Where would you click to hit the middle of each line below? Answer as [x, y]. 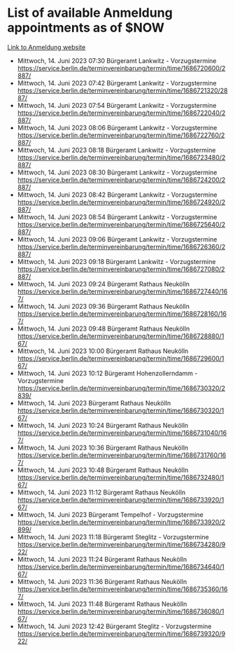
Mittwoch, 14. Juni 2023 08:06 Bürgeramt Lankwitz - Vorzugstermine [117, 127]
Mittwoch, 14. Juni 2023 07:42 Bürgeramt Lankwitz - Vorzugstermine [117, 83]
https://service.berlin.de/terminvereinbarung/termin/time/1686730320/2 [121, 388]
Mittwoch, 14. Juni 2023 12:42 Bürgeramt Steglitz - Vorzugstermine [114, 626]
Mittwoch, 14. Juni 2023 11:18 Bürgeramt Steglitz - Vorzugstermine [113, 536]
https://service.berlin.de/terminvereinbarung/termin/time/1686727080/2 [121, 269]
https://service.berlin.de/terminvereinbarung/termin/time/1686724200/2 [121, 179]
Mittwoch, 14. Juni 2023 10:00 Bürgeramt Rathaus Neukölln [103, 351]
